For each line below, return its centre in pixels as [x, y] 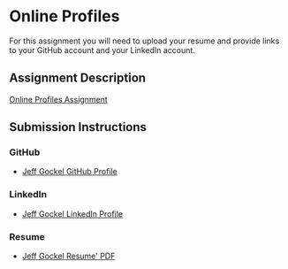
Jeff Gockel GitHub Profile [69, 172]
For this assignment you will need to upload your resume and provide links [144, 41]
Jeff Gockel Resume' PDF [68, 256]
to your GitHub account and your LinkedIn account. [102, 50]
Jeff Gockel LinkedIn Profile [72, 213]
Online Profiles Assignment [58, 99]
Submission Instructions [78, 127]
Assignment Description [78, 78]
